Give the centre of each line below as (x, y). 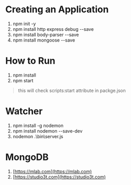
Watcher (24, 111)
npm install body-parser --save (46, 34)
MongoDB (27, 157)
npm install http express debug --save (53, 29)
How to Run (30, 61)
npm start (23, 80)
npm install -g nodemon (38, 125)
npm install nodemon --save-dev (48, 131)
